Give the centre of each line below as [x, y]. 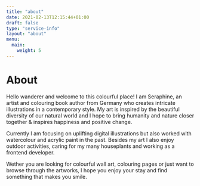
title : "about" [25, 12]
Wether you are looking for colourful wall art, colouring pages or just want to [100, 164]
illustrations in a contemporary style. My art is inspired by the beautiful [93, 109]
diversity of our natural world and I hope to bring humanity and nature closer [100, 115]
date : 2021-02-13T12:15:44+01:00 [48, 17]
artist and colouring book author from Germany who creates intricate [91, 103]
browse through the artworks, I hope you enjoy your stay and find [87, 170]
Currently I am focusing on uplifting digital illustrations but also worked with [99, 133]
